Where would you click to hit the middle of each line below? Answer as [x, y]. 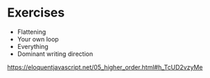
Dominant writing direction [55, 54]
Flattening [32, 32]
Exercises [36, 13]
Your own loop [38, 39]
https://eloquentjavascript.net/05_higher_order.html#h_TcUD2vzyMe [105, 67]
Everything [33, 46]
